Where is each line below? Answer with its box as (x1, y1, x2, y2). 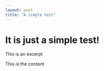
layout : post (5, 7, 33, 13)
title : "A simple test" (5, 12, 56, 17)
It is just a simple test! (5, 34, 99, 46)
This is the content (5, 61, 44, 67)
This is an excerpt (5, 51, 43, 57)
